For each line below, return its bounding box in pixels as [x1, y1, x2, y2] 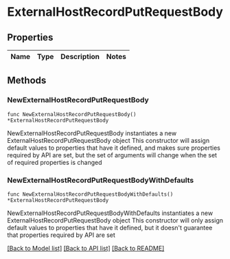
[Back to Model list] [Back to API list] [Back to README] [7, 244, 165, 252]
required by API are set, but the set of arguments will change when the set [7, 150, 218, 159]
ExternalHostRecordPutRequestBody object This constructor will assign [7, 136, 210, 144]
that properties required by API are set [7, 231, 115, 239]
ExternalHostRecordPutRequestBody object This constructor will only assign [7, 216, 224, 224]
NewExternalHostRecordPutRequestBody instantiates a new [7, 128, 177, 137]
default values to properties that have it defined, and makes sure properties [7, 144, 221, 152]
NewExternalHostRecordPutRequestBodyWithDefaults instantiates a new [7, 209, 214, 217]
